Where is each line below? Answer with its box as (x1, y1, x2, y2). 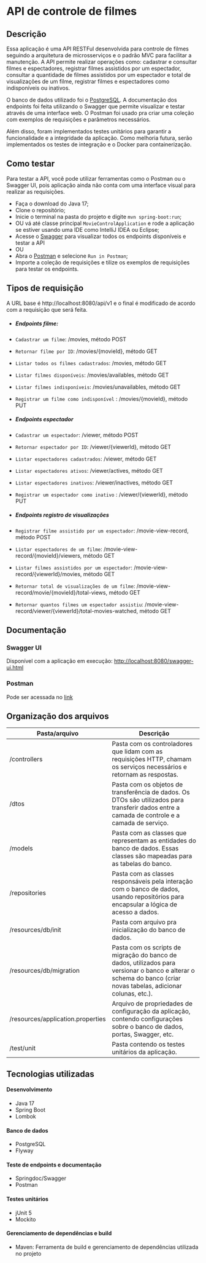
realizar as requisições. (6, 188, 66, 195)
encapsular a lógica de (112, 900, 178, 909)
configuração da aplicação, (112, 1007, 191, 1016)
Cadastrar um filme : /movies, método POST (15, 335, 127, 342)
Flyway (15, 1147, 34, 1154)
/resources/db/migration (9, 967, 80, 975)
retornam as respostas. (112, 770, 179, 779)
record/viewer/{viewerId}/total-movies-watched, (15, 607, 139, 614)
